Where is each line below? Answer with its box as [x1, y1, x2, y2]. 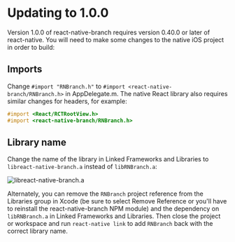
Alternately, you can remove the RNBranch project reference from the [7, 189, 204, 198]
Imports [7, 63, 43, 75]
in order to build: [7, 43, 55, 51]
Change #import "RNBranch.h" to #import [7, 82, 126, 90]
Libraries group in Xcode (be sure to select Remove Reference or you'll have [7, 197, 227, 206]
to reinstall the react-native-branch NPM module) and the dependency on [7, 205, 220, 213]
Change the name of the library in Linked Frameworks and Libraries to [7, 155, 209, 163]
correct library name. [7, 227, 68, 236]
